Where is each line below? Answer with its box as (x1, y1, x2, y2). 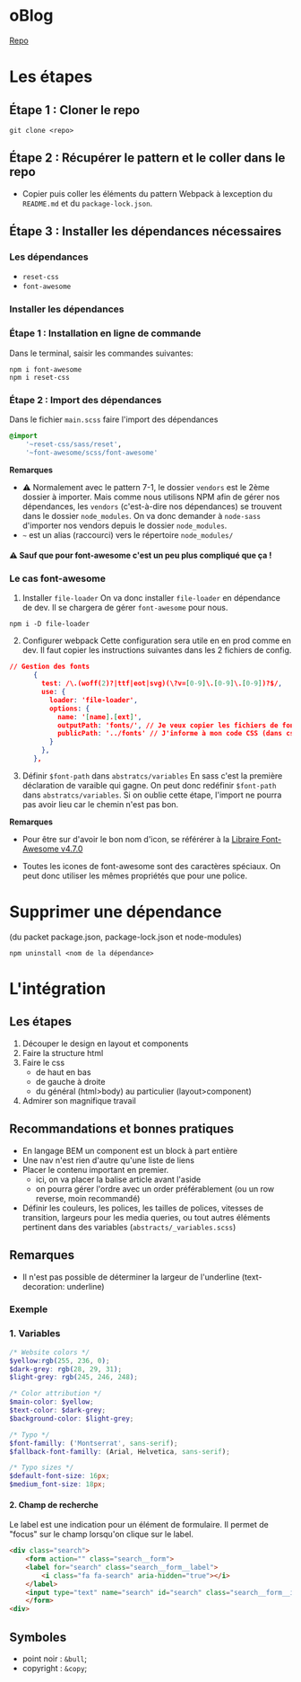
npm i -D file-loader (9, 620, 90, 629)
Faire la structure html (21, 1047, 104, 1058)
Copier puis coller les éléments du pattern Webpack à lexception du (21, 188, 273, 198)
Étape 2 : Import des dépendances (9, 393, 162, 406)
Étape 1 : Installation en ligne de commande (9, 327, 202, 339)
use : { (41, 688, 66, 697)
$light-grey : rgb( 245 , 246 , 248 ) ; (9, 1373, 139, 1382)
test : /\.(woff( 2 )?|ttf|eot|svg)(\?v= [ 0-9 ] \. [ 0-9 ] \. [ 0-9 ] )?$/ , (41, 679, 283, 688)
